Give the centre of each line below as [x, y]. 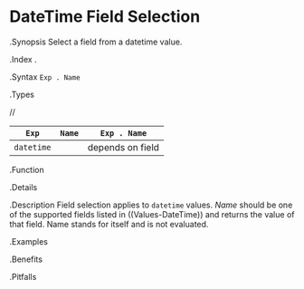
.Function [27, 169]
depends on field [123, 147]
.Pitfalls [23, 276]
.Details [24, 187]
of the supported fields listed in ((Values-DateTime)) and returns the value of [152, 214]
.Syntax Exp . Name [45, 77]
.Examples [28, 241]
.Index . [24, 59]
